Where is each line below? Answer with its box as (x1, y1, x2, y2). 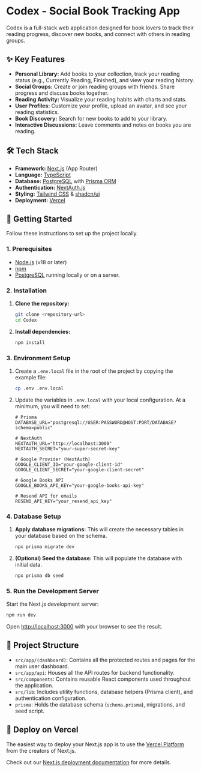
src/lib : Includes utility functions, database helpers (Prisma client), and (14, 688, 193, 695)
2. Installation (6, 286, 47, 295)
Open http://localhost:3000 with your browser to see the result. (6, 623, 163, 630)
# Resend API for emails (14, 493, 77, 499)
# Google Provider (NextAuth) (14, 456, 91, 462)
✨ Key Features (6, 54, 65, 64)
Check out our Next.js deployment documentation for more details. (6, 758, 172, 766)
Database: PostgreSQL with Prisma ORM (14, 177, 116, 184)
